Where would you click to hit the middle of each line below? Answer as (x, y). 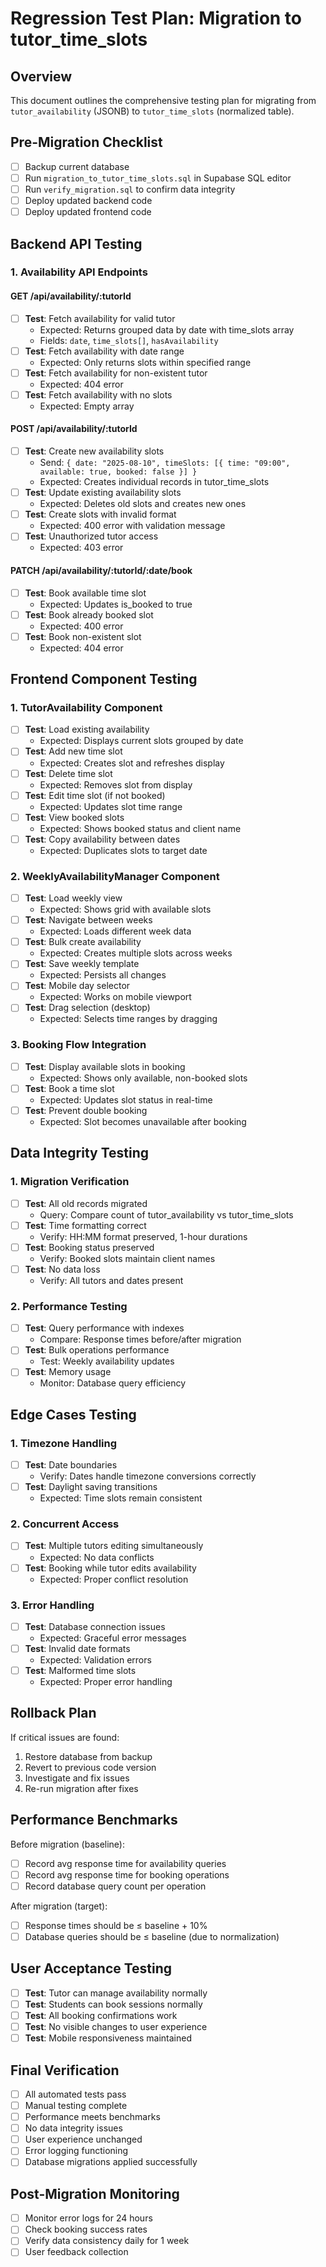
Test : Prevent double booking (86, 1110)
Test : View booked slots (74, 817)
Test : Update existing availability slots (103, 493)
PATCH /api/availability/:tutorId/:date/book (101, 570)
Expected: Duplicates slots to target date (123, 850)
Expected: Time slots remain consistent (121, 1498)
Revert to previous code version (90, 1767)
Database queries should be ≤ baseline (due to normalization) (152, 1936)
